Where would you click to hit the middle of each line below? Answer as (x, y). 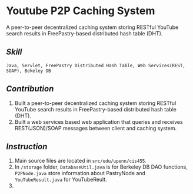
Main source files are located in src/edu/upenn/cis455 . (81, 161)
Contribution (30, 89)
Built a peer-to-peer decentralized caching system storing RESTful (95, 103)
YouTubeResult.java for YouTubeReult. (61, 180)
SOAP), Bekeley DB (29, 71)
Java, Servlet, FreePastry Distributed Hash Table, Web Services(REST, (96, 65)
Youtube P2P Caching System (81, 11)
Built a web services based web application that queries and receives (99, 121)
